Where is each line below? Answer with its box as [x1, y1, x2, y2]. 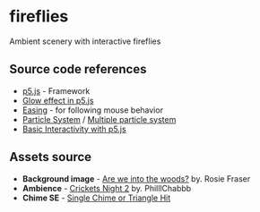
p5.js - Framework [22, 85, 91, 96]
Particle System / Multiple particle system [22, 114, 177, 124]
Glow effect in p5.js [22, 95, 94, 106]
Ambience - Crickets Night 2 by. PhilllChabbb [22, 182, 192, 193]
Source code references [9, 62, 147, 77]
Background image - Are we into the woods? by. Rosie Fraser [22, 173, 251, 184]
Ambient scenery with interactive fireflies [9, 36, 161, 47]
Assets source [9, 149, 92, 165]
